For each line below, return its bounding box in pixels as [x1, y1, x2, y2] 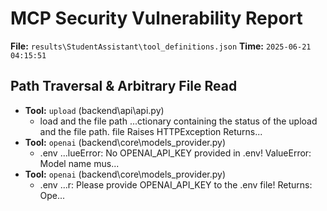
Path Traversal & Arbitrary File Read [10, 78, 238, 95]
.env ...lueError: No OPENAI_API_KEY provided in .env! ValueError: [39, 147, 312, 159]
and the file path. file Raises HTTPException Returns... [39, 125, 263, 137]
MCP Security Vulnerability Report [10, 7, 303, 30]
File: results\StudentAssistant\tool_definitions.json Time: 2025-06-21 [10, 40, 312, 52]
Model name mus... [39, 157, 120, 169]
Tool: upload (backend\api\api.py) [24, 104, 165, 116]
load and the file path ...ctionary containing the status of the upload [39, 115, 318, 127]
